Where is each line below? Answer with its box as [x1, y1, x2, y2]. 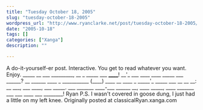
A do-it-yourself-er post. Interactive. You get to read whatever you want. [6, 64, 187, 71]
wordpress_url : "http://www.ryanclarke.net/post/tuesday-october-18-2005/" [6, 20, 201, 26]
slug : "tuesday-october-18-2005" [6, 15, 91, 21]
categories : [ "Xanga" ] [6, 37, 63, 43]
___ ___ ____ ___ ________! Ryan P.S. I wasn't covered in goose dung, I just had [6, 90, 195, 97]
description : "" [6, 43, 47, 49]
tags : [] [6, 31, 28, 37]
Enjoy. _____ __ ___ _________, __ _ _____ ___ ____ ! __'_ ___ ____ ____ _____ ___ [6, 71, 184, 78]
